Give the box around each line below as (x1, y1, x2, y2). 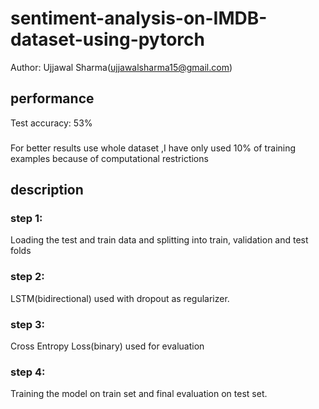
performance (10, 90, 95, 107)
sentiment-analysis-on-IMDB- (10, 7, 268, 30)
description (10, 182, 84, 199)
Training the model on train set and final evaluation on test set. (10, 388, 268, 400)
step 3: (10, 317, 45, 331)
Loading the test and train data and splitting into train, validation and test (10, 234, 309, 246)
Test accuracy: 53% (10, 117, 93, 129)
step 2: (10, 270, 45, 284)
